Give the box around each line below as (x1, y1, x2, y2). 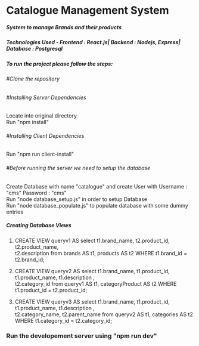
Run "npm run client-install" (6, 150, 74, 158)
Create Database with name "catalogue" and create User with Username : (6, 183, 188, 190)
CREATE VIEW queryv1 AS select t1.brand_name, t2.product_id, (14, 237, 170, 244)
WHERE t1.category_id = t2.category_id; (14, 317, 112, 324)
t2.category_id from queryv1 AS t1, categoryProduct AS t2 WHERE (14, 280, 177, 287)
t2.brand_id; (14, 256, 45, 263)
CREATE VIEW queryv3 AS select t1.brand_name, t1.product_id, (14, 298, 170, 305)
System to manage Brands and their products (6, 23, 122, 30)
